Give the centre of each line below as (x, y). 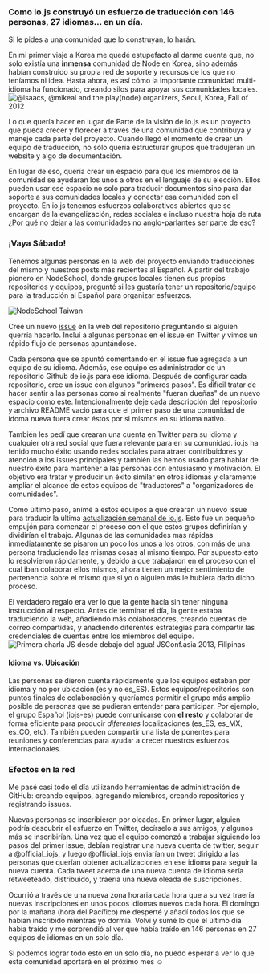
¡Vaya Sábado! (37, 243)
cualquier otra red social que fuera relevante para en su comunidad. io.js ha (133, 442)
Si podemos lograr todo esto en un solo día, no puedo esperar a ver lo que (131, 953)
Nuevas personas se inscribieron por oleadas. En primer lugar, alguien (124, 820)
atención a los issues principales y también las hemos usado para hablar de (133, 459)
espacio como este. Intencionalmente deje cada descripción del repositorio (133, 401)
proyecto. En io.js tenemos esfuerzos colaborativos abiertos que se (120, 206)
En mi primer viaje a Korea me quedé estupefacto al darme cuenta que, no (131, 55)
